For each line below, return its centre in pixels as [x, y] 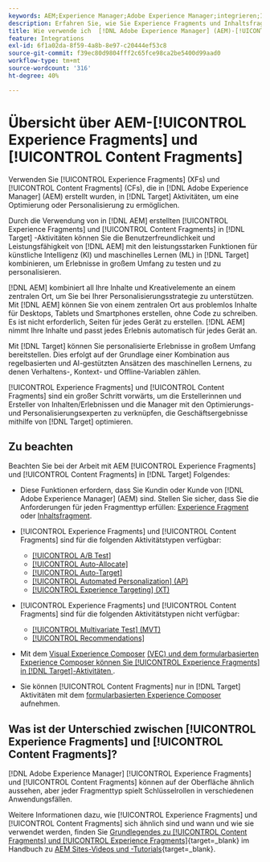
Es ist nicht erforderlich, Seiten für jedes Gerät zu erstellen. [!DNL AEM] [127, 321]
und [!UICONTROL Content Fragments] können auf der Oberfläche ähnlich [131, 782]
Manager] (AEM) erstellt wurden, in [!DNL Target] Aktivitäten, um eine [124, 196]
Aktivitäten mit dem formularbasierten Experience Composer [121, 695]
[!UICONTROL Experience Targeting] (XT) [101, 590]
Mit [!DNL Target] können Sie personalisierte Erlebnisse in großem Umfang [132, 346]
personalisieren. [35, 271]
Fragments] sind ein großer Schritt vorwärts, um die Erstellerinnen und [125, 396]
